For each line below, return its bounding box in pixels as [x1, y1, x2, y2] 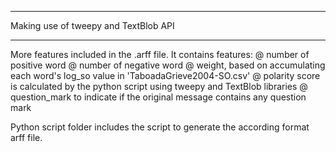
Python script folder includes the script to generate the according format [10, 121, 310, 133]
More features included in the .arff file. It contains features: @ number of [10, 49, 310, 60]
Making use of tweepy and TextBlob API [10, 20, 175, 31]
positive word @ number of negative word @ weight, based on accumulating [10, 59, 326, 71]
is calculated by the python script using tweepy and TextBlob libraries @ [10, 81, 308, 92]
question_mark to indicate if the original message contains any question [10, 91, 307, 103]
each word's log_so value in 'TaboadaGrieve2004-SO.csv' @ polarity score [10, 70, 321, 81]
